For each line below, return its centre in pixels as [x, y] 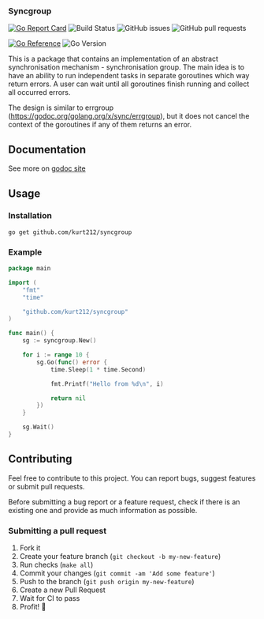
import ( [22, 282]
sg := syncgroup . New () [59, 341]
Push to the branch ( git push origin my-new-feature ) [107, 582]
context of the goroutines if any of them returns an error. [100, 125]
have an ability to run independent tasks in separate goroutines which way [129, 76]
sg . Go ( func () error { [72, 362]
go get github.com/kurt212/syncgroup [70, 232]
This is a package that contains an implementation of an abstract [113, 59]
